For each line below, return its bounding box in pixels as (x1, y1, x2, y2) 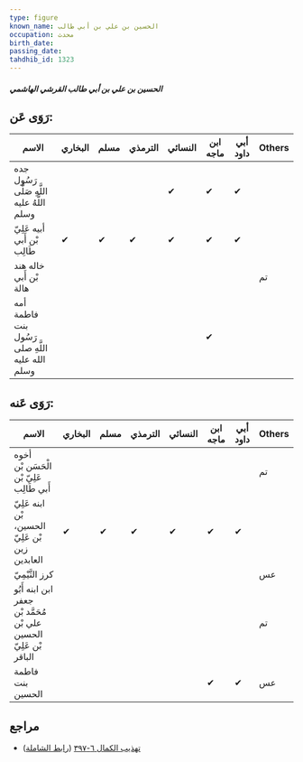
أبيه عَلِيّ (14, 222, 45, 235)
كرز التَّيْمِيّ (14, 568, 54, 581)
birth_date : (9, 38, 54, 48)
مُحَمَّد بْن (14, 606, 47, 618)
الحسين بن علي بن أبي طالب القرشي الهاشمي (9, 83, 163, 94)
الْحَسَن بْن (14, 460, 52, 472)
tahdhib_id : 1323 (9, 55, 75, 64)
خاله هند (14, 259, 45, 272)
